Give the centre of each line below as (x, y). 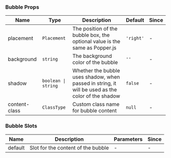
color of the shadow (96, 96)
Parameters (128, 139)
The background (92, 56)
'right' (135, 38)
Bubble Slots (21, 126)
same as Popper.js (94, 48)
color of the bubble (95, 62)
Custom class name (96, 104)
